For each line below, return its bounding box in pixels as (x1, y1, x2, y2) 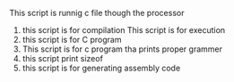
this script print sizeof (22, 53, 103, 63)
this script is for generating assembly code (22, 62, 181, 73)
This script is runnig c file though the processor (9, 8, 185, 18)
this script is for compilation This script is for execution (22, 25, 226, 35)
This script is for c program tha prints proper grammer (22, 44, 222, 54)
